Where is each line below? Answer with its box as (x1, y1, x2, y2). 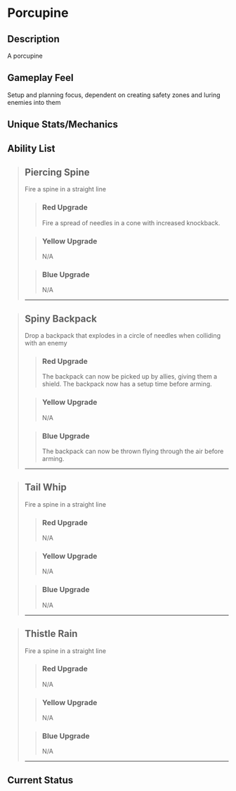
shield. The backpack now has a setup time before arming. (41, 380, 212, 388)
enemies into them (7, 98, 61, 106)
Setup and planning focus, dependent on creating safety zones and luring (7, 90, 221, 99)
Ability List (7, 142, 55, 154)
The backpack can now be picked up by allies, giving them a (41, 372, 218, 381)
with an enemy (24, 339, 68, 348)
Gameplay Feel (7, 72, 74, 84)
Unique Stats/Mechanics (7, 118, 118, 131)
